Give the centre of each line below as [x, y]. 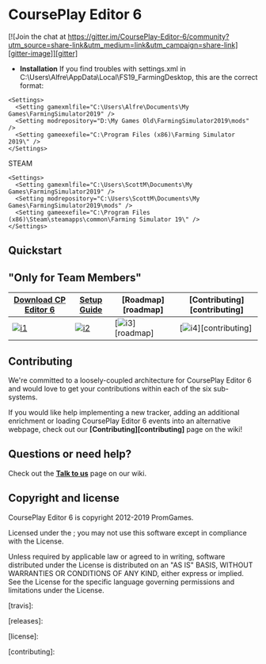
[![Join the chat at [37, 36]
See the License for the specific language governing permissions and [122, 582]
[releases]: [26, 620]
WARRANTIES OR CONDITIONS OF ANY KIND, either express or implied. [126, 573]
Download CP [40, 300]
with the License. [36, 541]
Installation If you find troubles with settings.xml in [103, 68]
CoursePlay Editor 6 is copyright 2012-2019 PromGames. [101, 517]
